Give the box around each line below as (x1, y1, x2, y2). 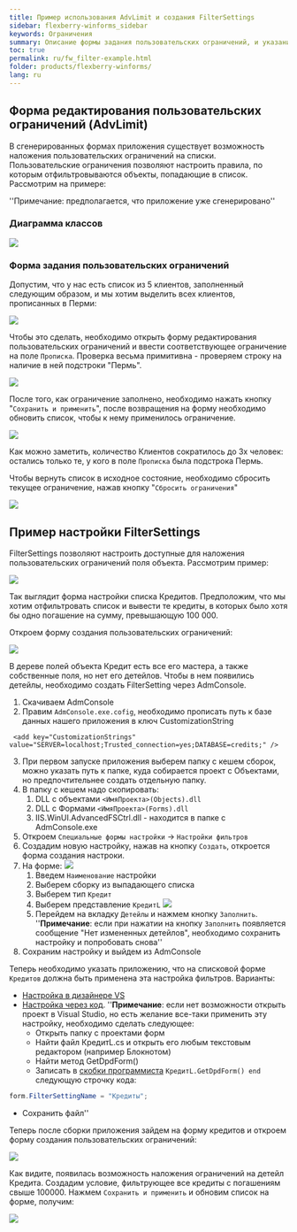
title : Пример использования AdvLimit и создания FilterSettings (9, 12, 255, 22)
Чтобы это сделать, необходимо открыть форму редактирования (9, 332, 257, 343)
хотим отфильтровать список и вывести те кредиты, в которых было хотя (9, 600, 288, 611)
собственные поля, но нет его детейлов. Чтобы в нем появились (9, 670, 255, 681)
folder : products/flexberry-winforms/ (9, 63, 152, 72)
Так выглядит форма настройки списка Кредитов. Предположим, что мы (9, 590, 286, 602)
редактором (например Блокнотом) (34, 1046, 171, 1057)
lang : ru (9, 71, 42, 80)
